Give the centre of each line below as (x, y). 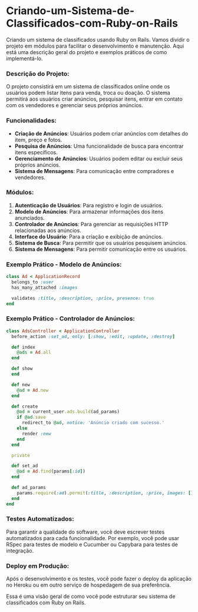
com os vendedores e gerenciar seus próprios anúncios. (75, 105)
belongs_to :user (33, 282)
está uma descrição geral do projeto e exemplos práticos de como (87, 52)
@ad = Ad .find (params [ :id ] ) (51, 472)
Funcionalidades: (32, 121)
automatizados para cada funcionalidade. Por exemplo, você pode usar (93, 538)
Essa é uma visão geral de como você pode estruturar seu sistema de (91, 597)
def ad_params (29, 488)
